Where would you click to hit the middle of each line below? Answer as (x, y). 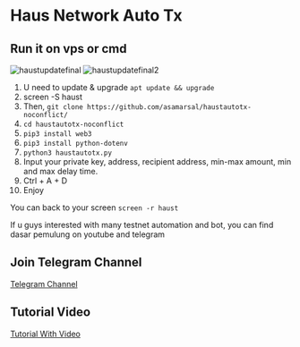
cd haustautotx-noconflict (73, 124)
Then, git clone (53, 106)
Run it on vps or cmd (69, 49)
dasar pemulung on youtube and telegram (87, 234)
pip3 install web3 (57, 134)
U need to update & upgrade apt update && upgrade (119, 87)
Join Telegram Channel (76, 262)
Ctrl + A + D (45, 181)
